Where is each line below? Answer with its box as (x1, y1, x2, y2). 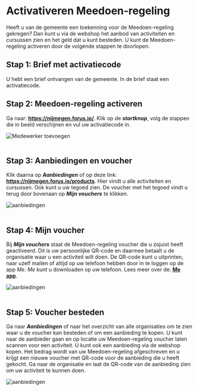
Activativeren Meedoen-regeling (6, 4, 170, 18)
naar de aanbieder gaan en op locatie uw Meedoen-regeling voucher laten (6, 335, 187, 342)
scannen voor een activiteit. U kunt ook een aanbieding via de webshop (6, 342, 181, 348)
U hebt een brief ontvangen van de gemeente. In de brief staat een (6, 75, 170, 82)
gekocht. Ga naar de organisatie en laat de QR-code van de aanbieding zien (6, 361, 191, 367)
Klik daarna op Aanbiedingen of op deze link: (6, 172, 117, 179)
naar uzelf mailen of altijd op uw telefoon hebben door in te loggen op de (6, 260, 184, 267)
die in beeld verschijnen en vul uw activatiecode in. (6, 121, 131, 128)
